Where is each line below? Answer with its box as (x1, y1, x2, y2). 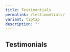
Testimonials (5, 40, 48, 48)
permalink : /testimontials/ (5, 12, 65, 17)
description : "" (5, 21, 40, 27)
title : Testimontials (5, 7, 52, 13)
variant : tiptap (5, 17, 40, 22)
